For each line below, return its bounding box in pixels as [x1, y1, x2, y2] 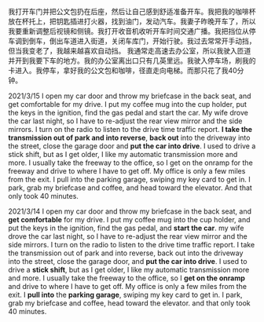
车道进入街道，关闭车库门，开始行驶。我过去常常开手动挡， [62, 36, 256, 46]
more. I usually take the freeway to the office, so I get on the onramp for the [8, 158, 253, 167]
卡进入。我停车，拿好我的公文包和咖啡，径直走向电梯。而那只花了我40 [8, 66, 237, 75]
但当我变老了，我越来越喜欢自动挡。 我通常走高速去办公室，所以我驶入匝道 [8, 46, 251, 55]
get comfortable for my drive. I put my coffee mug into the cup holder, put [8, 100, 247, 108]
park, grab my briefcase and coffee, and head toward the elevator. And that [8, 183, 253, 192]
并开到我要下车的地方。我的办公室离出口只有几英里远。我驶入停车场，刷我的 [8, 56, 256, 65]
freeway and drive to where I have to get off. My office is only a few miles [8, 166, 246, 175]
